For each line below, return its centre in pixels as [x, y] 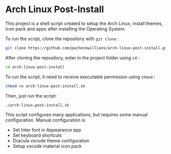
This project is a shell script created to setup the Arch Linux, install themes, [84, 23]
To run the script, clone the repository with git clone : [62, 39]
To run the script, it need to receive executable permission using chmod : [80, 77]
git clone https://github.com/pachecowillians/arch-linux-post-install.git [87, 48]
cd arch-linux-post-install [35, 67]
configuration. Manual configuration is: [46, 120]
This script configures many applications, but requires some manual [77, 115]
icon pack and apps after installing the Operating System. [65, 28]
